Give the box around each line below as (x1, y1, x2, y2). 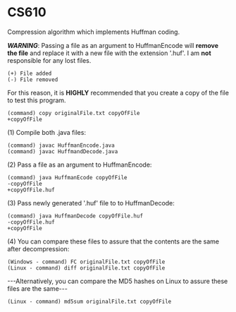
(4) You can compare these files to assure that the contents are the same (7, 237, 220, 246)
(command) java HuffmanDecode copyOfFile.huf (7, 212, 143, 220)
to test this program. (7, 96, 66, 104)
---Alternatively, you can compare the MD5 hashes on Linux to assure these (7, 277, 228, 285)
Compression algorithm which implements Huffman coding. (7, 28, 180, 36)
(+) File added (7, 70, 52, 77)
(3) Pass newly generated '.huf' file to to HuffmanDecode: (7, 198, 175, 207)
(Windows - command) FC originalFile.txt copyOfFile (7, 258, 166, 265)
